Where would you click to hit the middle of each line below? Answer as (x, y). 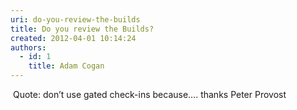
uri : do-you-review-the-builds (75, 19)
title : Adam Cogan (66, 66)
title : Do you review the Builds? (82, 29)
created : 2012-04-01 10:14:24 (73, 38)
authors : (28, 47)
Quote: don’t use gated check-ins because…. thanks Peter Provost (149, 94)
